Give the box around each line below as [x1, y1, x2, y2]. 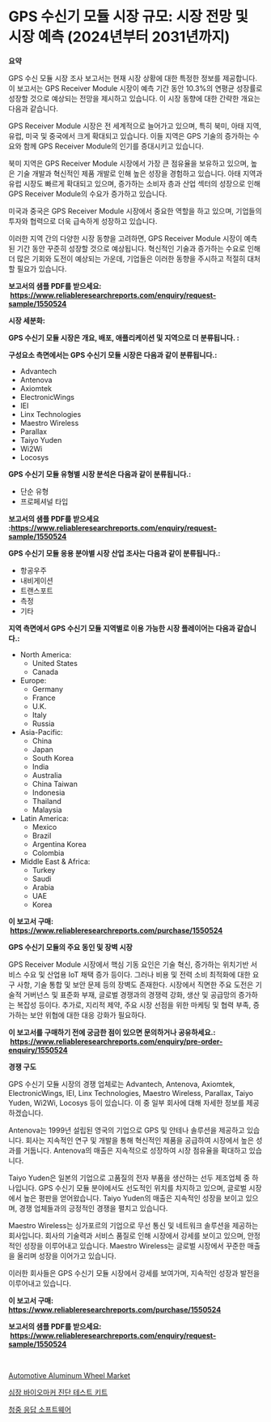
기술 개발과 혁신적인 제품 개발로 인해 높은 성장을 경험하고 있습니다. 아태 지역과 [16, 168, 263, 178]
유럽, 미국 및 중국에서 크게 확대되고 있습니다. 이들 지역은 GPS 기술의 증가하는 [8, 131, 252, 140]
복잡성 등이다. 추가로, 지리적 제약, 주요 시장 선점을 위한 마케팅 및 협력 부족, [16, 999, 252, 1010]
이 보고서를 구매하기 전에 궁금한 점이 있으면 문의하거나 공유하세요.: [8, 1027, 216, 1037]
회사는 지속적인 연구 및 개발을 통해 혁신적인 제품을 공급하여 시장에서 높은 [25, 1135, 255, 1145]
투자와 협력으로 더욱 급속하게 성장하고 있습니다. [8, 216, 158, 226]
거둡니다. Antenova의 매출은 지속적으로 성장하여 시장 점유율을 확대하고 [23, 1145, 248, 1155]
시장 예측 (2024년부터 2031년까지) [8, 28, 231, 46]
